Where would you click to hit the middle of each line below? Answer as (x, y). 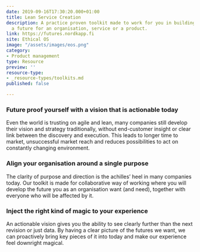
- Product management (33, 56)
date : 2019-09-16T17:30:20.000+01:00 (53, 12)
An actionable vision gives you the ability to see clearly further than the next (99, 223)
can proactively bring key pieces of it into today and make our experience (96, 237)
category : (18, 51)
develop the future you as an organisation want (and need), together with (96, 189)
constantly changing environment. (48, 148)
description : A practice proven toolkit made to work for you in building (101, 23)
